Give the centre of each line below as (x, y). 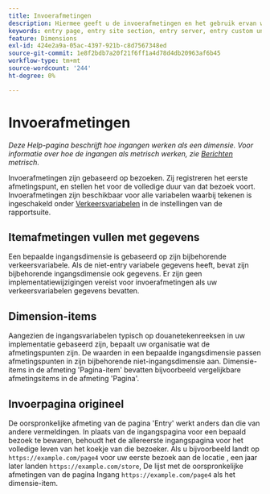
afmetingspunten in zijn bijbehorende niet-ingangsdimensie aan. (115, 361)
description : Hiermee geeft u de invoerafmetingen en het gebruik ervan (133, 23)
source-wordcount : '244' (50, 68)
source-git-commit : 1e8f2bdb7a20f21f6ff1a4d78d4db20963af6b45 (115, 53)
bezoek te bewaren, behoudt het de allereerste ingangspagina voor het (126, 440)
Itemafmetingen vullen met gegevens (104, 237)
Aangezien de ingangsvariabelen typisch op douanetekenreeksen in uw (127, 336)
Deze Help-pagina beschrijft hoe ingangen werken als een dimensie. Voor (131, 145)
